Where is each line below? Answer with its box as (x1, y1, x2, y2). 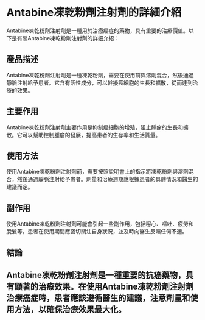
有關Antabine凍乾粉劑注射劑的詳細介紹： (16, 34, 120, 41)
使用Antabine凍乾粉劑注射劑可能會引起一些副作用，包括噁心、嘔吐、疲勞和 (6, 220, 194, 227)
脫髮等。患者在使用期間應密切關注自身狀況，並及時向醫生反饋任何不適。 (6, 228, 187, 235)
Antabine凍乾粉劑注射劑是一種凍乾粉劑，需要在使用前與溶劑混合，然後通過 (6, 71, 194, 79)
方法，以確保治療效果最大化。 (14, 304, 127, 315)
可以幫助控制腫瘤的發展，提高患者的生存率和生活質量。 (22, 131, 161, 138)
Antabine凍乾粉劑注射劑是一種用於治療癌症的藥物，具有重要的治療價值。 (6, 27, 189, 34)
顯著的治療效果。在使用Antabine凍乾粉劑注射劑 (14, 281, 194, 291)
